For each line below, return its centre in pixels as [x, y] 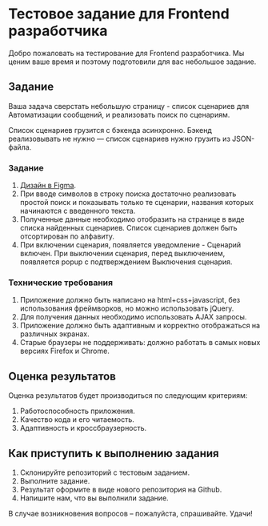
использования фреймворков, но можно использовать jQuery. [127, 308]
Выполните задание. [55, 480]
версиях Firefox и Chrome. [64, 351]
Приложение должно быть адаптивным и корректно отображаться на [140, 326]
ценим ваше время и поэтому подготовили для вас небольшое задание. [132, 62]
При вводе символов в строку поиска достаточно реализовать [128, 194]
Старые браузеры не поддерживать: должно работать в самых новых [140, 343]
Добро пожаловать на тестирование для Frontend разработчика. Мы [126, 53]
